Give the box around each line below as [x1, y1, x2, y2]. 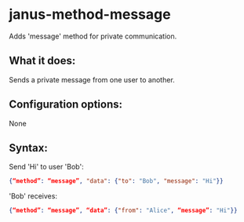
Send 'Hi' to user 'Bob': [9, 162, 85, 172]
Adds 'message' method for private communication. [9, 31, 177, 41]
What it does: [9, 54, 76, 67]
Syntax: [9, 141, 48, 155]
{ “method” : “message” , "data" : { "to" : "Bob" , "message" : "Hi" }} [9, 177, 224, 185]
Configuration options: [9, 98, 123, 111]
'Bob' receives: [9, 191, 58, 201]
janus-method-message [9, 5, 171, 24]
